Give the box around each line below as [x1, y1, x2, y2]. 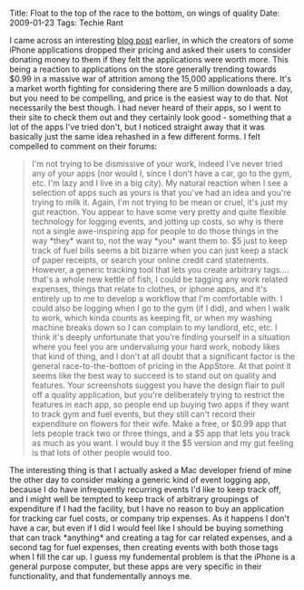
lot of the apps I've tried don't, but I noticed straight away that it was [9, 121, 265, 132]
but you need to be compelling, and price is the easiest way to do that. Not [9, 92, 289, 103]
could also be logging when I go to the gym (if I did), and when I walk [31, 303, 290, 314]
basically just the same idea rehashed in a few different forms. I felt [9, 131, 260, 141]
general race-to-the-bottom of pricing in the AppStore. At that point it [31, 361, 292, 371]
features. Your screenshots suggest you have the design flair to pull [31, 380, 285, 391]
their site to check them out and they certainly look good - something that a [9, 112, 292, 122]
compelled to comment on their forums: [9, 140, 158, 151]
